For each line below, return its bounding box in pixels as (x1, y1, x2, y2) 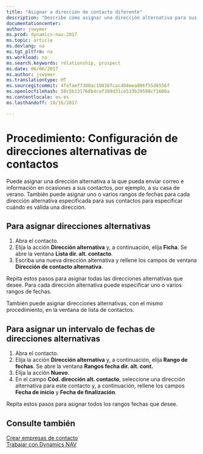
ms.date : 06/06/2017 (6, 65, 59, 72)
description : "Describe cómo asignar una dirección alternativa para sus (6, 15, 198, 21)
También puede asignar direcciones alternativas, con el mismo (6, 300, 163, 307)
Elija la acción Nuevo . (15, 369, 70, 377)
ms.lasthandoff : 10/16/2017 (6, 99, 78, 106)
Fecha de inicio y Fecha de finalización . (15, 389, 117, 396)
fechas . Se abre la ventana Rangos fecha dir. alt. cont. (15, 362, 154, 370)
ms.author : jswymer (6, 71, 56, 77)
